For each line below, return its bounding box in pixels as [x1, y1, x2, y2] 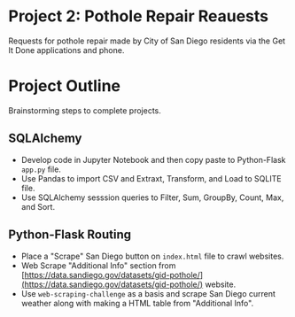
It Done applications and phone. [8, 44, 125, 55]
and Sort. [20, 201, 55, 212]
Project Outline [8, 76, 121, 97]
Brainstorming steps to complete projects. [8, 104, 161, 116]
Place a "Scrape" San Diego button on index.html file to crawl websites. [20, 251, 284, 261]
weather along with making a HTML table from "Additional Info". [20, 298, 254, 308]
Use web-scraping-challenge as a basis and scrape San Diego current [20, 288, 276, 298]
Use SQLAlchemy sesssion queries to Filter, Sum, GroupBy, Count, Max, [20, 192, 284, 203]
